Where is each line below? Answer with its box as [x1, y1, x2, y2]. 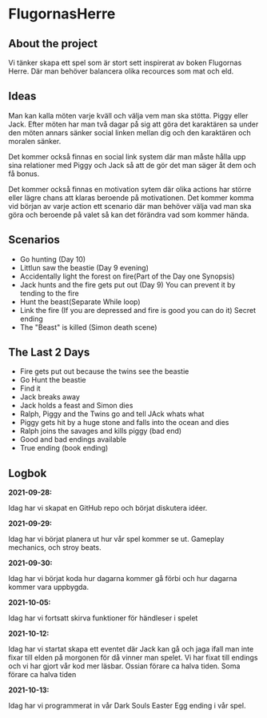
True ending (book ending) [19, 443, 109, 453]
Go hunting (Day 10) [19, 254, 86, 264]
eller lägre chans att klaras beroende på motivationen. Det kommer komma [8, 193, 254, 203]
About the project [8, 37, 98, 50]
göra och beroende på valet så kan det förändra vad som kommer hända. [8, 210, 249, 219]
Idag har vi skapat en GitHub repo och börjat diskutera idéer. [8, 503, 208, 513]
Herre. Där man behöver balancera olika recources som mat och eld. [8, 66, 234, 76]
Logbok [8, 466, 47, 480]
